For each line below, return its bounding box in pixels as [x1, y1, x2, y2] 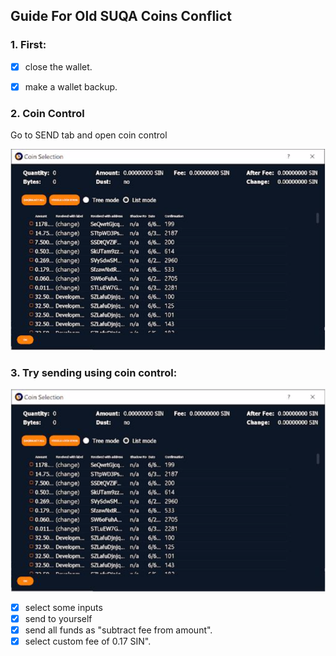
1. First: [10, 38, 47, 52]
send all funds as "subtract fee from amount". [24, 624, 213, 636]
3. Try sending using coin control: [10, 365, 178, 379]
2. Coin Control [10, 106, 85, 120]
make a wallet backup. [24, 80, 118, 93]
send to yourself [24, 613, 93, 625]
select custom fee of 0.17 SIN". [24, 635, 152, 648]
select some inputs [24, 601, 103, 613]
